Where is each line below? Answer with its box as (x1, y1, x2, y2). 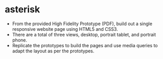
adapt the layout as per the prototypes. (12, 48, 95, 54)
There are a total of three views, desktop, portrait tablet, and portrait (12, 31, 156, 37)
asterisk (5, 4, 40, 15)
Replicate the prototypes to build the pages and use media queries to (12, 42, 158, 48)
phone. (12, 37, 28, 43)
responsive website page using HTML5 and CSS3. (12, 26, 118, 32)
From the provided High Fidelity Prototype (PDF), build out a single (12, 21, 153, 27)
